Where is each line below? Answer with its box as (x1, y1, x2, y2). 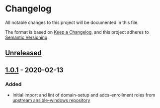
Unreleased (5, 49, 42, 57)
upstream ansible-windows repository (12, 98, 90, 104)
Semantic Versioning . (5, 34, 49, 40)
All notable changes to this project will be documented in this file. (5, 19, 139, 25)
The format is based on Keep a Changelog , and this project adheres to (5, 29, 149, 35)
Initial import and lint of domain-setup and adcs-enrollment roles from (12, 92, 156, 98)
